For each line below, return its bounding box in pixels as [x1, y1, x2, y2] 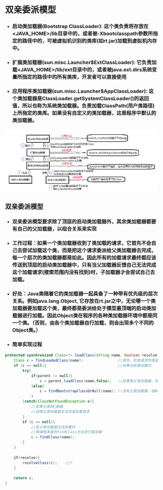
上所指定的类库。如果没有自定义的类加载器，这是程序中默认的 [12, 110, 157, 116]
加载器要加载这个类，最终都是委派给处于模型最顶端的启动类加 [12, 305, 157, 311]
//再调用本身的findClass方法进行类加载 [31, 430, 102, 435]
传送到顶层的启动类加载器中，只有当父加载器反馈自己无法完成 [12, 261, 157, 268]
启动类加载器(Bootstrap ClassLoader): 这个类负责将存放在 [12, 23, 149, 30]
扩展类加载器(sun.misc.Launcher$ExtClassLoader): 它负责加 [12, 59, 157, 66]
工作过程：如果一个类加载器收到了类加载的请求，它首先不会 [12, 240, 151, 246]
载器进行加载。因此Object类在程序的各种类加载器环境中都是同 [12, 312, 158, 319]
